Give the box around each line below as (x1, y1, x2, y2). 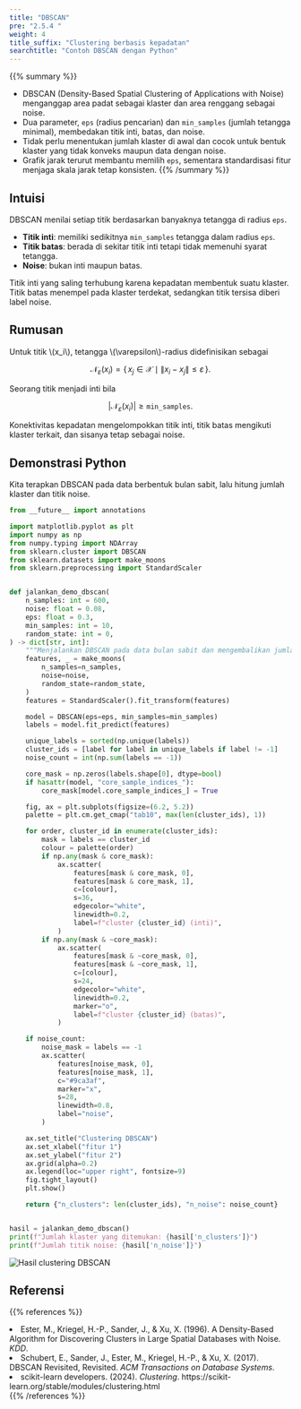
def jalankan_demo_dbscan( (9, 588, 110, 597)
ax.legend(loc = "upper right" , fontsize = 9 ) (25, 1167, 186, 1176)
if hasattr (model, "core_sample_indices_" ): (25, 778, 194, 786)
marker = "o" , (73, 1001, 118, 1010)
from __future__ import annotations (9, 506, 146, 515)
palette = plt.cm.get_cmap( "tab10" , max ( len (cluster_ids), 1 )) (25, 811, 267, 820)
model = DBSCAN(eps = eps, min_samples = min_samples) (25, 712, 219, 721)
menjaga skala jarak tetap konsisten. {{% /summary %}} (21, 165, 230, 176)
